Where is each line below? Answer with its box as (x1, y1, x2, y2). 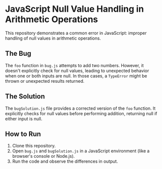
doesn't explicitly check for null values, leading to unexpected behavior (5, 68, 149, 73)
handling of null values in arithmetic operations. (5, 35, 101, 41)
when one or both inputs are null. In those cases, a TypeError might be (5, 72, 147, 79)
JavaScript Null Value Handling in (5, 3, 144, 15)
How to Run (5, 130, 41, 138)
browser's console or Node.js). (12, 153, 75, 159)
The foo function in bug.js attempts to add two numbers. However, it (5, 62, 144, 68)
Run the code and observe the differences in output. (12, 158, 118, 165)
